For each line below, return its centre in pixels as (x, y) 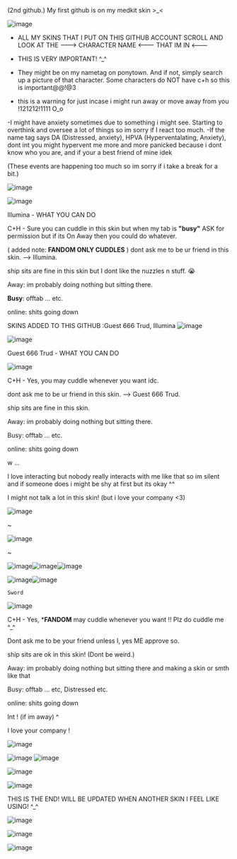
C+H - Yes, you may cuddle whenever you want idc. (83, 380)
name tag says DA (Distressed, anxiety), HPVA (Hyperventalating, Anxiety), (117, 138)
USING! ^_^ (23, 806)
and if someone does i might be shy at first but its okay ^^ (91, 484)
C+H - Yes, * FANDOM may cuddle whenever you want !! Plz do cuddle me (116, 619)
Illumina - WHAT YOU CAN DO (52, 215)
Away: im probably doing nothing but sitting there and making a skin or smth (118, 668)
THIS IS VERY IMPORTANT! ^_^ (62, 59)
